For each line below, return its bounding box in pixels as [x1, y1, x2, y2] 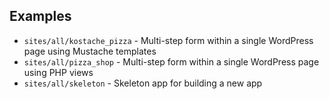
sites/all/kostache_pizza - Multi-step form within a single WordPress [23, 34, 314, 46]
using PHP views [23, 66, 94, 78]
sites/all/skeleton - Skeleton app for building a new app [23, 77, 263, 89]
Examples [9, 8, 72, 25]
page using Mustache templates [23, 45, 157, 57]
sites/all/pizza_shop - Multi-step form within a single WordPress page [23, 55, 320, 68]
